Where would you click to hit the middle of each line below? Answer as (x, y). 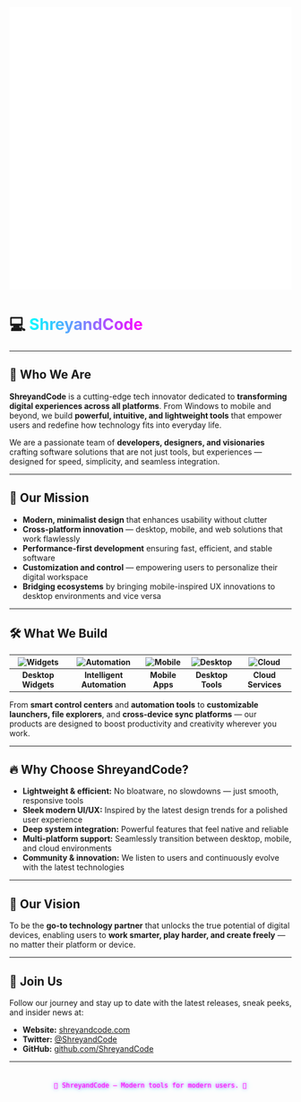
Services (265, 685)
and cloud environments (67, 848)
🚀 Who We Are (50, 375)
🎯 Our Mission (49, 498)
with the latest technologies (73, 867)
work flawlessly (51, 538)
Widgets (38, 685)
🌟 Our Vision (45, 904)
